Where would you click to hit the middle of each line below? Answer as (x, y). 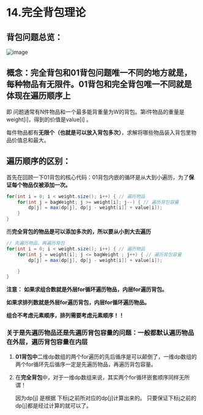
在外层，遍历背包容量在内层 (47, 342)
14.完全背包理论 (46, 13)
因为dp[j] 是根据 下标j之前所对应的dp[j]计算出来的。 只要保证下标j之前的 (106, 398)
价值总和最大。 (30, 140)
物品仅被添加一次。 (46, 185)
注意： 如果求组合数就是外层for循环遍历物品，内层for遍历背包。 (87, 290)
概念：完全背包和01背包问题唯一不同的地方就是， (99, 73)
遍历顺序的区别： (39, 161)
